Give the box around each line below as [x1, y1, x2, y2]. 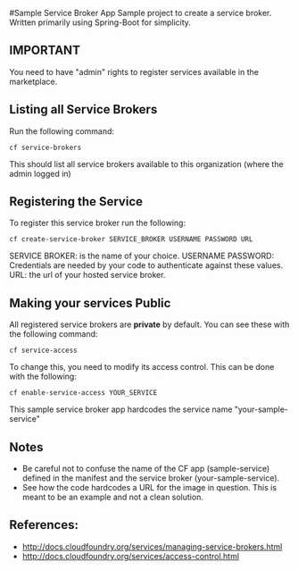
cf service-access [9, 346, 78, 356]
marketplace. [9, 76, 58, 87]
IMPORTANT [9, 43, 80, 58]
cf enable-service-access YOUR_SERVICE [9, 389, 158, 398]
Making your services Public [9, 295, 171, 311]
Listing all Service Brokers [9, 102, 158, 117]
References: [9, 517, 79, 532]
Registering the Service [9, 194, 143, 209]
